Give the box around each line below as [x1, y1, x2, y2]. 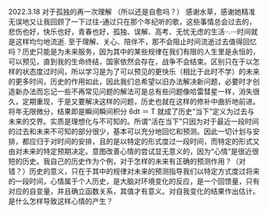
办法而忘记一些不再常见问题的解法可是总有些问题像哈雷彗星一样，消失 [22, 87, 253, 96]
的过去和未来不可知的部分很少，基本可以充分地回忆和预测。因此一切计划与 [8, 127, 253, 136]
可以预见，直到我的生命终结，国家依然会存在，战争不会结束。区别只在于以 [8, 57, 253, 66]
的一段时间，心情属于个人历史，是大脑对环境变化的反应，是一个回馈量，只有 [8, 176, 260, 186]
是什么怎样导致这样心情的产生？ [8, 196, 113, 206]
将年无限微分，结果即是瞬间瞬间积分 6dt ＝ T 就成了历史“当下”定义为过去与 [8, 107, 255, 116]
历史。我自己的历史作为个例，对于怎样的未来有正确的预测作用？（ [22, 156, 239, 166]
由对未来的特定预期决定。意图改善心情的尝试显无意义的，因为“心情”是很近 [8, 147, 253, 156]
